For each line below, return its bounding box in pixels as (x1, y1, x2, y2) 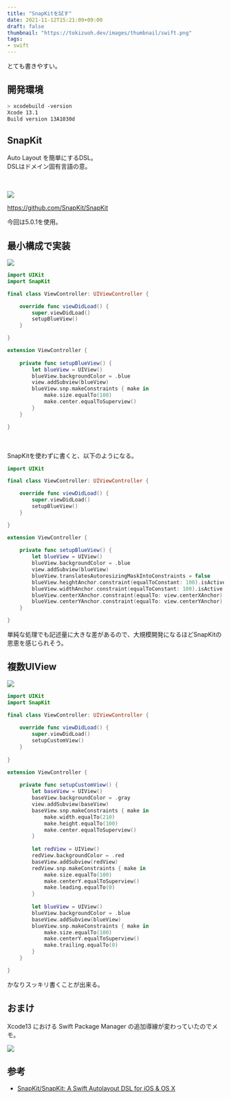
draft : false (7, 23, 45, 30)
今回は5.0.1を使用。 (7, 218, 62, 226)
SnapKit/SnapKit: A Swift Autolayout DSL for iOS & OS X (16, 1085, 176, 1093)
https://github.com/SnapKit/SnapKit (7, 204, 109, 212)
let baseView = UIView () (32, 788, 103, 795)
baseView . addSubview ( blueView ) (32, 916, 122, 923)
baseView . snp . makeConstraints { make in (32, 807, 149, 814)
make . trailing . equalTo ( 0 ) (43, 942, 118, 949)
